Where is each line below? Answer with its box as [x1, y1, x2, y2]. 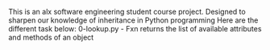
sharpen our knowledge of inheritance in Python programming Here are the [8, 15, 259, 25]
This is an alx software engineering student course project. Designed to [8, 7, 246, 16]
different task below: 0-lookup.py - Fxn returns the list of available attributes [8, 24, 262, 33]
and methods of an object [8, 32, 94, 42]
